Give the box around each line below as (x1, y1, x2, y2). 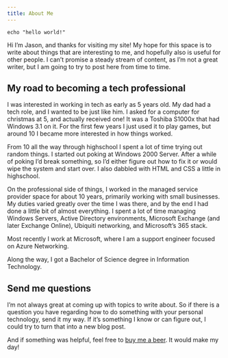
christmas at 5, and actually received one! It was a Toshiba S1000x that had (7, 115, 220, 123)
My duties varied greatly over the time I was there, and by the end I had (7, 200, 209, 208)
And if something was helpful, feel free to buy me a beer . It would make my (7, 336, 219, 344)
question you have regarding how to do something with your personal (7, 308, 203, 316)
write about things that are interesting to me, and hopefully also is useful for (7, 48, 221, 56)
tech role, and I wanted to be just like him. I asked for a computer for (7, 107, 200, 116)
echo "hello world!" (7, 29, 66, 36)
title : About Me (7, 10, 53, 17)
